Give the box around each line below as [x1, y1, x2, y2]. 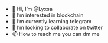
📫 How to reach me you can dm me [11, 31, 100, 37]
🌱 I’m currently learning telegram [11, 18, 91, 24]
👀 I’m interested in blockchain [11, 12, 84, 19]
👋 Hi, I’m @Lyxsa [11, 6, 53, 12]
